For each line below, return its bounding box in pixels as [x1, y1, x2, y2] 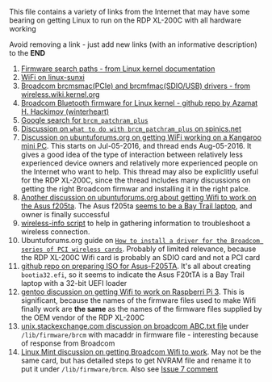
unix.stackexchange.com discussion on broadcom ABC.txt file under [20, 321, 249, 330]
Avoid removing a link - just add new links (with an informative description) [9, 40, 257, 49]
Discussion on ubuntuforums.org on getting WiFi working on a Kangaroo [20, 132, 262, 142]
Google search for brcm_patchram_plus [20, 115, 149, 124]
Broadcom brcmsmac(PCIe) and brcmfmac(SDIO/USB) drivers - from [20, 81, 251, 90]
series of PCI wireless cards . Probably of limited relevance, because [20, 244, 257, 254]
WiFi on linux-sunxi [20, 73, 86, 82]
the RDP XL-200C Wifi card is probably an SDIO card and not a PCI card [20, 253, 261, 262]
